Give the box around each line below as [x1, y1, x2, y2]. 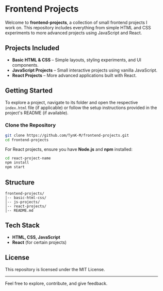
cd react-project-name [5, 156, 51, 161]
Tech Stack [5, 221, 40, 230]
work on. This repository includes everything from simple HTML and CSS [5, 24, 151, 30]
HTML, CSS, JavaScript [12, 234, 61, 240]
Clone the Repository [5, 122, 56, 128]
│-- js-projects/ [5, 200, 40, 205]
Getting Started [5, 87, 53, 95]
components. [12, 62, 39, 68]
